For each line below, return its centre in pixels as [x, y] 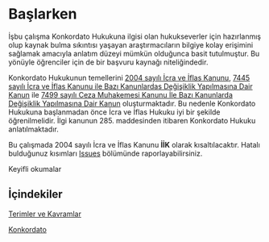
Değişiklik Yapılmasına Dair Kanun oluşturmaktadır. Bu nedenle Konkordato [132, 103]
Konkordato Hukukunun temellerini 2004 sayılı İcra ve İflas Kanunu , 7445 [129, 77]
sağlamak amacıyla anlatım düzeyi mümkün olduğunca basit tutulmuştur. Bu [134, 53]
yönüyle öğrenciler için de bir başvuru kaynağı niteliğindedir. [108, 62]
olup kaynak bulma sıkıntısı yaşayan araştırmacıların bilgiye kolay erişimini [131, 44]
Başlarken [43, 14]
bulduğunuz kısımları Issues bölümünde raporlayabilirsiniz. [106, 153]
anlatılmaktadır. [33, 129]
